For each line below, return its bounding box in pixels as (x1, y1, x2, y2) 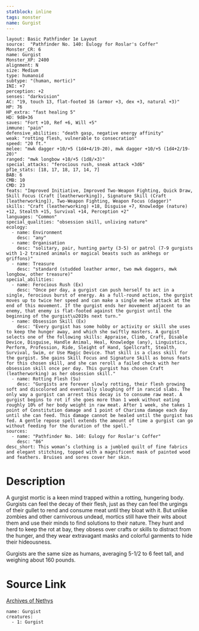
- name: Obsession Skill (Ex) (11, 318, 86, 324)
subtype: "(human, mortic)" (6, 78, 76, 84)
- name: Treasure (11, 261, 55, 267)
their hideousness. (6, 538, 52, 546)
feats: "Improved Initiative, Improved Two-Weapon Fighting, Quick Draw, (6, 188, 194, 194)
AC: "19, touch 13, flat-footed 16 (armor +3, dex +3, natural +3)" (6, 99, 180, 105)
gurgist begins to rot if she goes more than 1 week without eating (6, 397, 180, 403)
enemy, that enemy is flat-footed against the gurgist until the (6, 308, 172, 314)
